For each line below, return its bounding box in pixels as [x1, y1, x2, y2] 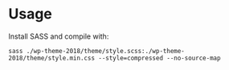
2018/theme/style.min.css [8, 54, 95, 62]
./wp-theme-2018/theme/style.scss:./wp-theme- [26, 47, 185, 55]
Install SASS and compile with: [8, 31, 109, 41]
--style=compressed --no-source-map [97, 54, 221, 62]
